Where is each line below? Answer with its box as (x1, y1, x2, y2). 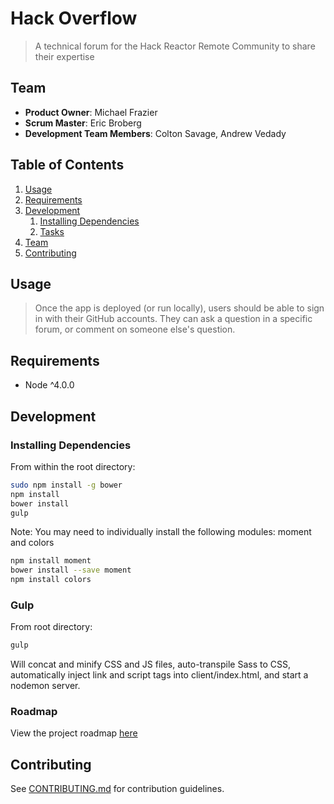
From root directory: (10, 621, 93, 633)
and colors (10, 537, 55, 549)
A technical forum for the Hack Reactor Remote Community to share (34, 40, 316, 52)
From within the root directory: (10, 460, 136, 472)
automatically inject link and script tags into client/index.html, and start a (10, 669, 309, 681)
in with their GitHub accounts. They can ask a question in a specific (34, 313, 313, 325)
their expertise (34, 50, 95, 62)
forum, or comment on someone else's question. (34, 323, 236, 336)
